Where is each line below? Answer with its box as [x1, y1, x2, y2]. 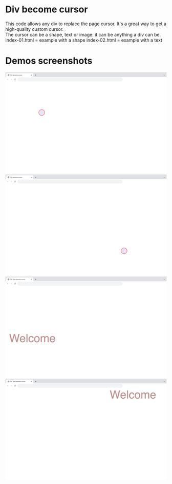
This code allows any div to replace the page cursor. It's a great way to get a [5, 21, 166, 27]
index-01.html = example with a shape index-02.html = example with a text [5, 37, 163, 43]
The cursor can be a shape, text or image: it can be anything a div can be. [5, 31, 161, 38]
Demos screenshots [5, 55, 93, 67]
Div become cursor [5, 4, 88, 15]
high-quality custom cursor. [5, 26, 64, 32]
